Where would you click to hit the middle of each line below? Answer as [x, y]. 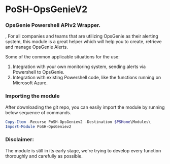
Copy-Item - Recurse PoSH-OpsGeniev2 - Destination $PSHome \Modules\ [78, 122]
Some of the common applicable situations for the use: [63, 57]
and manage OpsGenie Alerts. [37, 47]
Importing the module [32, 96]
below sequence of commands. [38, 112]
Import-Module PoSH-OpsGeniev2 [38, 126]
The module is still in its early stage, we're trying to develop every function [83, 150]
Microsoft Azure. [30, 83]
